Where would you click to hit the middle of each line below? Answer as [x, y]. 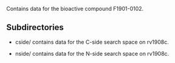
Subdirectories [35, 27]
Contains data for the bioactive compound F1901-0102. [75, 9]
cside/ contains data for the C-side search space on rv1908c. [92, 42]
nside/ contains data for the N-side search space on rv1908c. [92, 53]
